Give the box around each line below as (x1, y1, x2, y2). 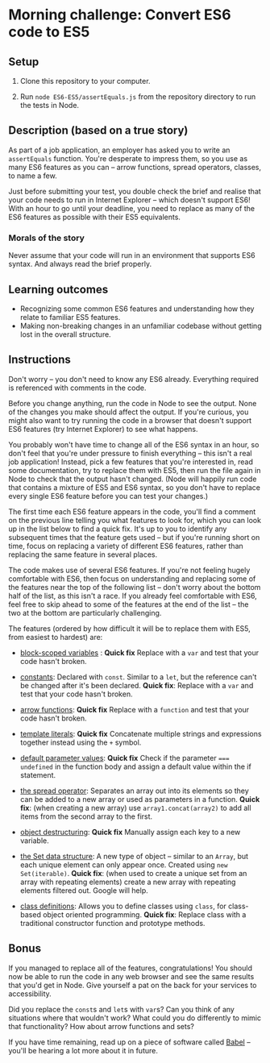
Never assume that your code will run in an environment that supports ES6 (8, 251, 255, 260)
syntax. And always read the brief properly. (8, 260, 152, 269)
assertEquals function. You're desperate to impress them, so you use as (8, 153, 248, 163)
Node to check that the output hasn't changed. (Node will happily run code (8, 474, 257, 484)
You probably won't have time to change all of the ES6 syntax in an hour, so (8, 439, 260, 449)
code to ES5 (8, 23, 90, 41)
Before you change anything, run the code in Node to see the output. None (8, 398, 257, 408)
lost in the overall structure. (19, 329, 111, 339)
